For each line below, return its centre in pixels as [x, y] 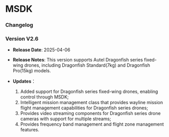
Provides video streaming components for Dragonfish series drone [90, 113]
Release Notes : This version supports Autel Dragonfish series [78, 60]
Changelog [19, 25]
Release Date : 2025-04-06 [41, 50]
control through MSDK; [44, 97]
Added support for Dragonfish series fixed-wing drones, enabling [89, 92]
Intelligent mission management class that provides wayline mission [92, 103]
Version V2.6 [22, 39]
